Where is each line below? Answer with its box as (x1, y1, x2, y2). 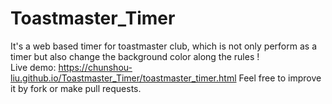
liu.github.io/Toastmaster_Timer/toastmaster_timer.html (10, 72, 237, 84)
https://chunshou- (58, 61, 133, 73)
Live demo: (10, 61, 57, 73)
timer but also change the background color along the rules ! (10, 50, 260, 62)
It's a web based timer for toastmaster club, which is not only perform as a (10, 40, 317, 52)
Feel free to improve (238, 72, 322, 84)
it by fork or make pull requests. (10, 82, 142, 94)
